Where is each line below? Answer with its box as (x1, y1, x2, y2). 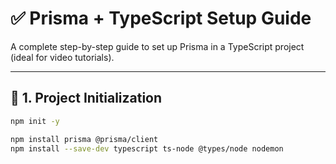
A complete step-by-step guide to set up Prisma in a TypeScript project (10, 40, 305, 52)
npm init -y (10, 116, 60, 126)
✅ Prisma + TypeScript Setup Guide (10, 7, 312, 30)
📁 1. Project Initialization (10, 90, 163, 107)
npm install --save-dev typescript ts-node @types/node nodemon (10, 143, 284, 154)
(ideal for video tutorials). (10, 51, 115, 63)
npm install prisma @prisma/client (10, 134, 159, 144)
